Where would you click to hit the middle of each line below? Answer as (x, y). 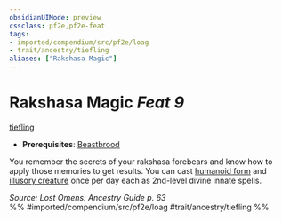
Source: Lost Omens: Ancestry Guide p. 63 (88, 197)
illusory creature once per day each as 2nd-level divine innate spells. (136, 180)
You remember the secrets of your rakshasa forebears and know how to (141, 162)
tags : (19, 34)
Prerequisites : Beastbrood (71, 144)
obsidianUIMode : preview (55, 17)
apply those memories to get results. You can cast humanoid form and (138, 170)
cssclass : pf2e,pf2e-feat (57, 26)
